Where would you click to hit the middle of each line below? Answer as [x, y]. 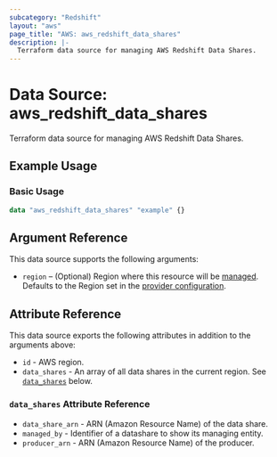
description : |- [39, 42]
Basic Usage [37, 192]
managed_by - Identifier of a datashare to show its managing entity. [143, 433]
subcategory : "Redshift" [55, 17]
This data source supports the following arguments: [104, 259]
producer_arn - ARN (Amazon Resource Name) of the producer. [138, 443]
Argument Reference [69, 238]
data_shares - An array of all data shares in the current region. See [144, 371]
